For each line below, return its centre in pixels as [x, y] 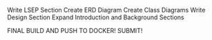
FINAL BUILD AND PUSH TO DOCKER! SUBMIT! [75, 31]
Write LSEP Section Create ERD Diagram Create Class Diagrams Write [106, 10]
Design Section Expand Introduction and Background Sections [96, 17]
